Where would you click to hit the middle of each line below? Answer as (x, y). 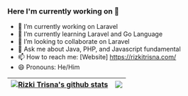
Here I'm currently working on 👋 (63, 11)
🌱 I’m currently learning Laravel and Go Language (90, 34)
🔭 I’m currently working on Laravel (68, 27)
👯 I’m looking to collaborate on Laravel (73, 42)
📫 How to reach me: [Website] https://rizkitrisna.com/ (97, 57)
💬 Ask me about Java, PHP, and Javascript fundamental (99, 49)
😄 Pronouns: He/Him (49, 67)
